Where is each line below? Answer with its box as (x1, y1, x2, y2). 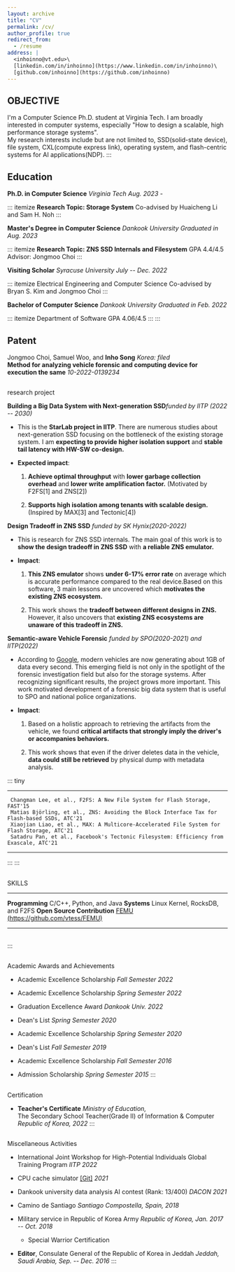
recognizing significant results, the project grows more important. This (17, 677, 221, 686)
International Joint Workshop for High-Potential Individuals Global (17, 1153, 207, 1161)
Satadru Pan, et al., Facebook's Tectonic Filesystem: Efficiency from (10, 834, 224, 841)
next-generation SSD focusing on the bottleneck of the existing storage (17, 430, 224, 438)
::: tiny (7, 777, 25, 785)
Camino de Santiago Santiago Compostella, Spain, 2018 (17, 1201, 180, 1209)
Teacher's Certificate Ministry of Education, (17, 1104, 147, 1112)
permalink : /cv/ (7, 23, 55, 30)
